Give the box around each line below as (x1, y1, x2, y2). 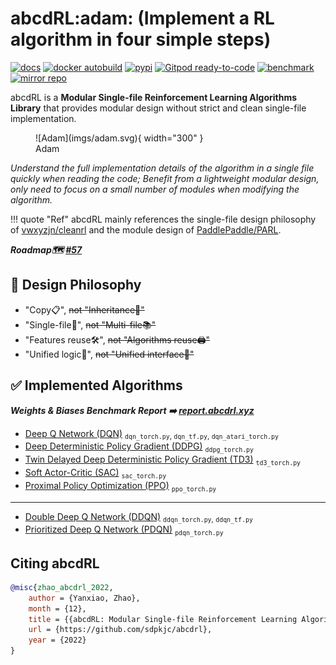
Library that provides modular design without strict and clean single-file (10, 102, 307, 114)
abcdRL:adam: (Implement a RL (10, 7, 275, 30)
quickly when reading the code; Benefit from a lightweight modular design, (10, 172, 320, 184)
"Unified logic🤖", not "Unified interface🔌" (24, 348, 195, 360)
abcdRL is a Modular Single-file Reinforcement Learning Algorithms (10, 91, 298, 103)
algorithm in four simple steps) (10, 28, 272, 51)
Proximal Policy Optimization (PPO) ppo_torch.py (24, 479, 217, 493)
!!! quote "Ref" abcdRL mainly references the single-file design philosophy (10, 213, 317, 225)
